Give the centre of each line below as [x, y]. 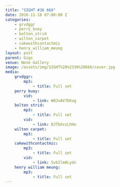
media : [12, 72]
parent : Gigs [19, 58]
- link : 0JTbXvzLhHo [54, 124]
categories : [18, 19]
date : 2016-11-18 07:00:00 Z [36, 15]
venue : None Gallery [27, 63]
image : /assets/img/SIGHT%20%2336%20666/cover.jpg [60, 67]
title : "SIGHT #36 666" [31, 10]
